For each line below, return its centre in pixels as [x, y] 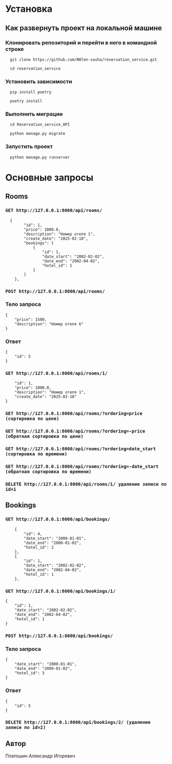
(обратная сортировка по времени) [48, 472]
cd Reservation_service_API [40, 125]
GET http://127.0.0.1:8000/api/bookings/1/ [61, 591]
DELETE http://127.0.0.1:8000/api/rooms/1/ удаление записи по [86, 484]
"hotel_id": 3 [30, 673]
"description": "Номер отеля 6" [49, 324]
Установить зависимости [39, 81]
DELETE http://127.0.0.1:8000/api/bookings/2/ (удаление [78, 722]
